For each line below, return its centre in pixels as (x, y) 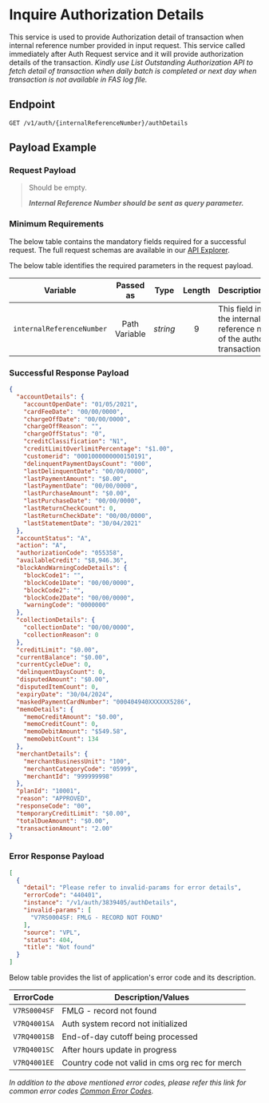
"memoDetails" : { (45, 709)
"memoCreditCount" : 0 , (61, 724)
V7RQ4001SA (34, 1024)
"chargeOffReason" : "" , (63, 427)
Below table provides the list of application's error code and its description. (133, 977)
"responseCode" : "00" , (54, 806)
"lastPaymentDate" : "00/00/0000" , (81, 486)
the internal (239, 319)
